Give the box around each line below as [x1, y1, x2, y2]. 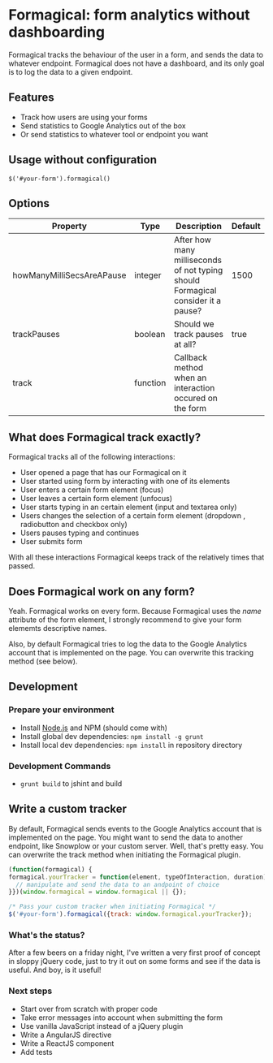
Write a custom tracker [8, 802, 128, 816]
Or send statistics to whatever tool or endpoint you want [19, 129, 209, 139]
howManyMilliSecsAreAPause [12, 270, 127, 281]
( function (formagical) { [8, 865, 93, 874]
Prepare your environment [8, 704, 115, 715]
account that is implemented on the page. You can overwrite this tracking [8, 648, 254, 657]
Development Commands [8, 760, 111, 771]
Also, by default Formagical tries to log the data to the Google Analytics [8, 639, 248, 649]
